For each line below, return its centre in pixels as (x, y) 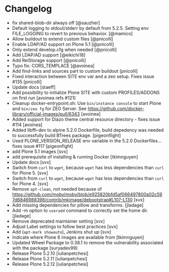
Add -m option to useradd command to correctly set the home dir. (80, 210)
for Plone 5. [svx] (30, 173)
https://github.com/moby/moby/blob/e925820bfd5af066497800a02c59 (87, 194)
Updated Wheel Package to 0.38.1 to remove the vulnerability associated (88, 242)
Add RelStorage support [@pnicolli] (49, 60)
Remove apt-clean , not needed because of (57, 189)
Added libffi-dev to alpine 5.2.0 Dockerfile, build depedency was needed (88, 130)
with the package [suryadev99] (45, 248)
